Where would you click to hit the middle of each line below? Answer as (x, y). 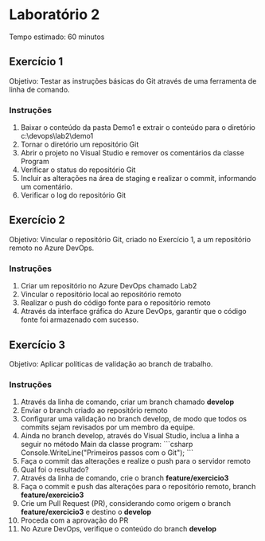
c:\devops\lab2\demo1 (57, 136)
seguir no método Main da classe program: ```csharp (107, 445)
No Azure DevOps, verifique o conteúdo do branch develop (119, 529)
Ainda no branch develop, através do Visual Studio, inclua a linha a (130, 436)
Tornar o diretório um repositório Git (80, 144)
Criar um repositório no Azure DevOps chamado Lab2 (109, 286)
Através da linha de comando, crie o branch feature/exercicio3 (125, 478)
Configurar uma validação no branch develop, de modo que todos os (134, 419)
